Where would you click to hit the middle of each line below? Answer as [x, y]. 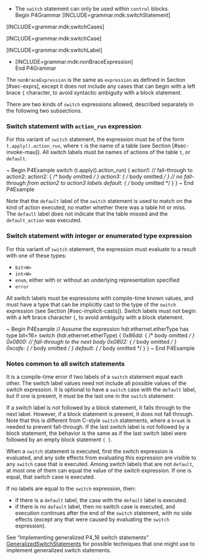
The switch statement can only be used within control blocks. [92, 9]
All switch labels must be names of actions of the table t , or [117, 152]
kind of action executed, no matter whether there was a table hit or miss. [96, 208]
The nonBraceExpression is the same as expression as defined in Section [96, 80]
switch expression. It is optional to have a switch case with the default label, [101, 389]
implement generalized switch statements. [59, 550]
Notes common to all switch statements [65, 364]
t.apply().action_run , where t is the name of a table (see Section [88, 146]
